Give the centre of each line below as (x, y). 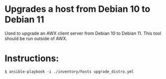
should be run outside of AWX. (36, 39)
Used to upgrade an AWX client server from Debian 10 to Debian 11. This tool (83, 33)
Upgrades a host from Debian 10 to (78, 9)
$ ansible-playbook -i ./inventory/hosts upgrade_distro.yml (69, 72)
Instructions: (32, 59)
